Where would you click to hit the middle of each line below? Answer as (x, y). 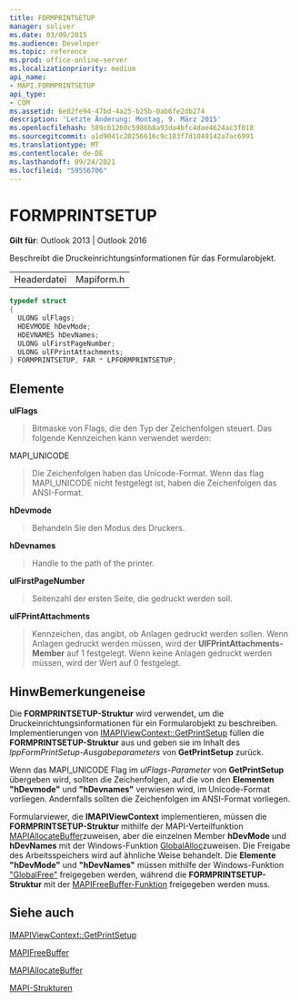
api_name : (28, 77)
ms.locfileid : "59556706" (58, 170)
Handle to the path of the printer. (93, 563)
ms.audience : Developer (55, 43)
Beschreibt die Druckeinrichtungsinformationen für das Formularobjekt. (143, 258)
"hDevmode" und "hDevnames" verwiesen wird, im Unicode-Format (140, 789)
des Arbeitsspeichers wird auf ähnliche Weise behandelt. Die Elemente (143, 855)
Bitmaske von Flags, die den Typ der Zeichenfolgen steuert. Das (152, 428)
